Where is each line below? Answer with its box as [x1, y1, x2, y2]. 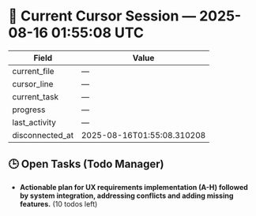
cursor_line [12, 78, 54, 89]
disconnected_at [12, 129, 73, 140]
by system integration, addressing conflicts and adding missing [19, 191, 234, 200]
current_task [12, 91, 59, 102]
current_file [12, 65, 55, 76]
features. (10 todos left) [19, 199, 98, 208]
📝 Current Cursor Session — [8, 7, 197, 25]
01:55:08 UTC [51, 24, 145, 42]
